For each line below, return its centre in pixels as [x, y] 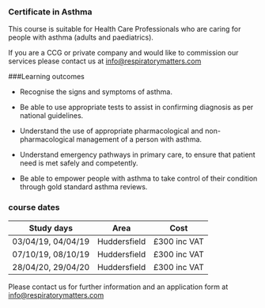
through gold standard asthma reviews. [83, 187]
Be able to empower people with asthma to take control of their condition [138, 179]
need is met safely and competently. [79, 163]
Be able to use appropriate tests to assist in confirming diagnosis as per [136, 107]
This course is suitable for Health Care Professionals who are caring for [125, 29]
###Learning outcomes [46, 77]
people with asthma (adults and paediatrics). [81, 37]
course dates [34, 207]
